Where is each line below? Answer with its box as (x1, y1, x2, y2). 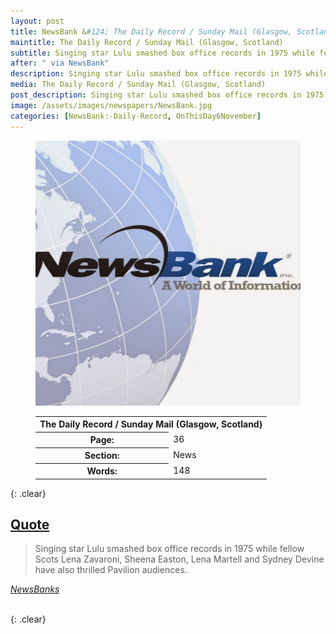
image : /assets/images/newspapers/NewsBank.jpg (10, 100, 213, 110)
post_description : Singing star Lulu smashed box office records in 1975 (10, 90, 325, 100)
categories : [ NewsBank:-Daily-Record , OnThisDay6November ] (10, 111, 262, 121)
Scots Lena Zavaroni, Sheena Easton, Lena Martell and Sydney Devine (34, 553, 325, 565)
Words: (86, 465, 118, 477)
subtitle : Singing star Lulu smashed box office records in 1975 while (10, 48, 315, 58)
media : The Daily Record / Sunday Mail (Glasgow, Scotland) (10, 80, 267, 90)
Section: (84, 450, 120, 461)
